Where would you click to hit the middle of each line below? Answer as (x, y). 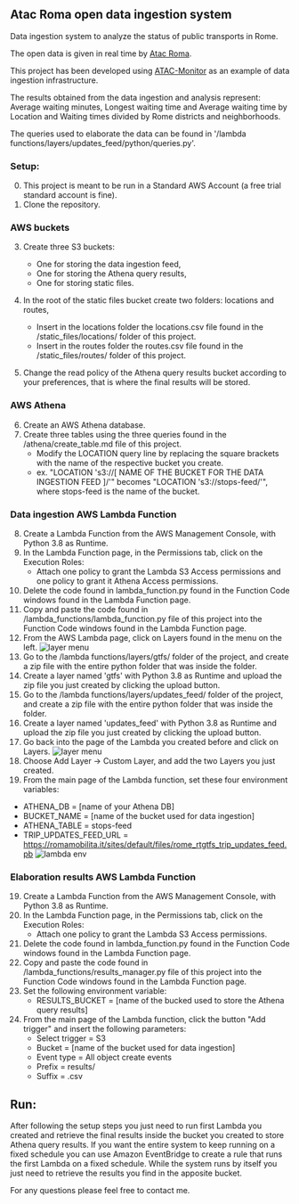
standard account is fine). (70, 195)
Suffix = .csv (60, 1077)
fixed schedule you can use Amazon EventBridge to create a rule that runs (146, 1154)
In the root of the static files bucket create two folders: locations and (149, 300)
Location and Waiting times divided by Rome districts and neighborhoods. (145, 116)
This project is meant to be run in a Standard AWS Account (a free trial (152, 185)
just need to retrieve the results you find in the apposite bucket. (126, 1173)
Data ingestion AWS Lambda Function (93, 514)
